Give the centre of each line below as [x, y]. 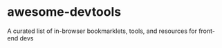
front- [207, 31]
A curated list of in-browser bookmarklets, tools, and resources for [102, 31]
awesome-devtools [64, 12]
